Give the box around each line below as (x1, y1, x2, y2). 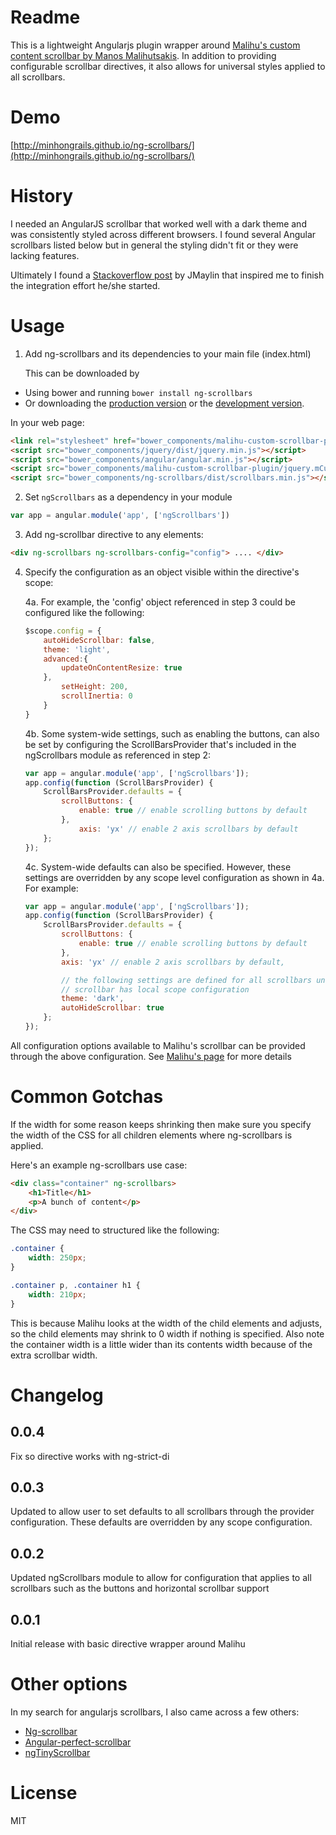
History (10, 185, 74, 208)
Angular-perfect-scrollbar (24, 1736, 132, 1748)
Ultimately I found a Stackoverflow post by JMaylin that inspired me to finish (10, 269, 325, 281)
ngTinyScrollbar (24, 1746, 91, 1758)
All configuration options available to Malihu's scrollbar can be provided (10, 1039, 306, 1051)
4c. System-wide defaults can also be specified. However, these (24, 861, 292, 873)
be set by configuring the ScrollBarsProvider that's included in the (24, 738, 297, 750)
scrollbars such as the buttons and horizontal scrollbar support (10, 1582, 270, 1595)
